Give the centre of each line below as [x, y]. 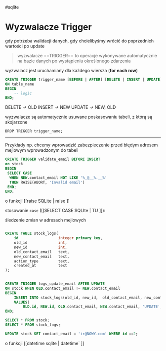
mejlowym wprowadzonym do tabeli [42, 150]
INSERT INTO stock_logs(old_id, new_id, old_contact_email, [78, 298]
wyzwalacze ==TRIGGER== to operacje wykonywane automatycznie [87, 55]
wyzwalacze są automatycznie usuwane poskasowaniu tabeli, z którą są [79, 117]
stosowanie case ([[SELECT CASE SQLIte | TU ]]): [55, 211]
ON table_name [20, 84]
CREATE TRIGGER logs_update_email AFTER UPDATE [55, 284]
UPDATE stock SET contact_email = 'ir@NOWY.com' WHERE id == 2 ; [72, 334]
